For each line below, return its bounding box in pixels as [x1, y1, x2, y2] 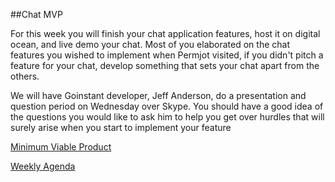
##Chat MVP [10, 9, 63, 20]
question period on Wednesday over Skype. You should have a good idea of [10, 100, 324, 112]
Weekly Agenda [10, 160, 76, 172]
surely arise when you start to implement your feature [10, 122, 232, 133]
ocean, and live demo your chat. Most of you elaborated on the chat [10, 39, 290, 50]
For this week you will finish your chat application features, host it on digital [10, 28, 321, 39]
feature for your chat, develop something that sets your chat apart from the [10, 60, 320, 71]
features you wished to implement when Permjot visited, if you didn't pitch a [10, 49, 324, 61]
